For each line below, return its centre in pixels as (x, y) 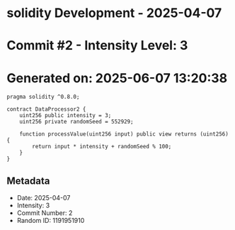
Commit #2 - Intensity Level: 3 (97, 46)
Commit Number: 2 (45, 213)
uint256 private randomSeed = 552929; (76, 122)
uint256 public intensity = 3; (65, 116)
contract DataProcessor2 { (46, 109)
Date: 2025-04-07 (44, 198)
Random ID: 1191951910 (51, 221)
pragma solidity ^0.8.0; (43, 97)
